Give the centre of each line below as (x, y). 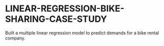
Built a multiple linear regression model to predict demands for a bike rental (82, 33)
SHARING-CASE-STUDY (56, 19)
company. (15, 38)
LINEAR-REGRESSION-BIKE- (65, 9)
